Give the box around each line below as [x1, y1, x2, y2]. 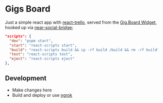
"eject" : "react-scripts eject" [9, 57, 75, 61]
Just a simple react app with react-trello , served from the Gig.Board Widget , [5, 19, 157, 25]
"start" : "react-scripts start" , [9, 43, 77, 48]
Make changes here [12, 87, 52, 93]
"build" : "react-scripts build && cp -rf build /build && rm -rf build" [9, 47, 160, 52]
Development [5, 74, 47, 83]
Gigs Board [5, 3, 51, 15]
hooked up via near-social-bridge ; [5, 24, 74, 30]
